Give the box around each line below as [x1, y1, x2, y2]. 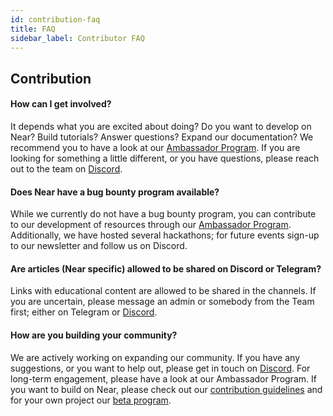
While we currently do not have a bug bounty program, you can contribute [10, 208, 317, 220]
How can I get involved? [10, 98, 112, 110]
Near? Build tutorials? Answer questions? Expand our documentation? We [10, 131, 314, 143]
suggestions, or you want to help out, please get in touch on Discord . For [10, 362, 311, 374]
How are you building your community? [10, 329, 178, 341]
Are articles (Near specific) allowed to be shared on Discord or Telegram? [10, 262, 322, 275]
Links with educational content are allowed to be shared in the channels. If [10, 285, 317, 297]
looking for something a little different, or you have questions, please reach [10, 152, 320, 164]
